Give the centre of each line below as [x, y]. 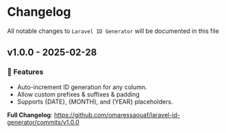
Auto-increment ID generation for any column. [82, 87]
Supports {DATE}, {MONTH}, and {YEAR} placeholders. [95, 101]
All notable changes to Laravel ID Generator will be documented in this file [113, 31]
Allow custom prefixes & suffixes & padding [78, 94]
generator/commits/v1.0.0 [43, 122]
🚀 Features [25, 72]
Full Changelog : [30, 114]
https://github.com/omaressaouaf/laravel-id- [117, 114]
